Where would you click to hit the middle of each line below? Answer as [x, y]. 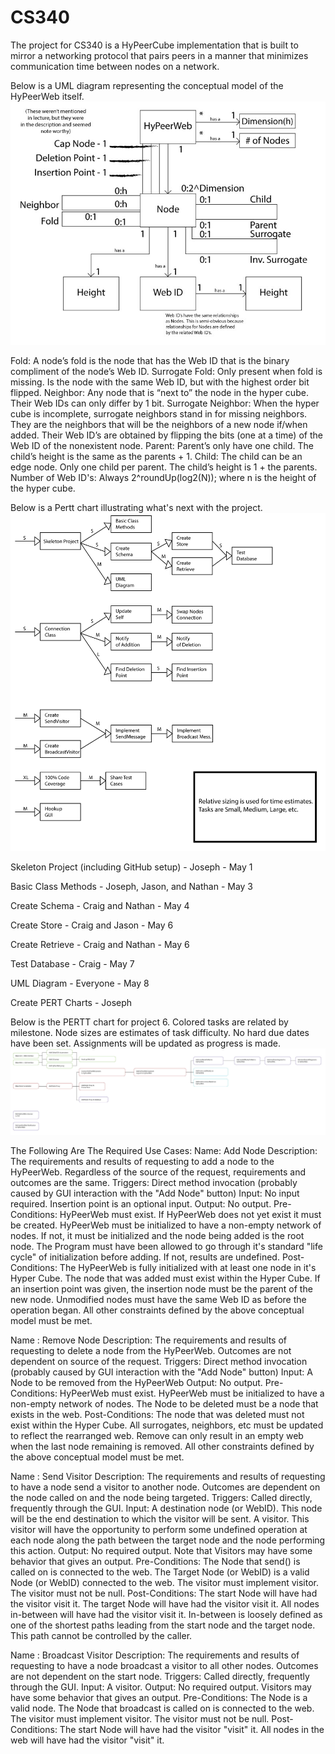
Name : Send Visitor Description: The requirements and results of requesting [168, 1476]
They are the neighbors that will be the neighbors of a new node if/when [159, 425]
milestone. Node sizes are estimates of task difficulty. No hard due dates [160, 1033]
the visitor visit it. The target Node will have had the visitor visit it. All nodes [165, 1603]
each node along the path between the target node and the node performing [168, 1540]
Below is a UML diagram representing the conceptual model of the [147, 85]
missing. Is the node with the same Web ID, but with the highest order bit [160, 382]
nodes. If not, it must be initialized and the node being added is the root [157, 1235]
